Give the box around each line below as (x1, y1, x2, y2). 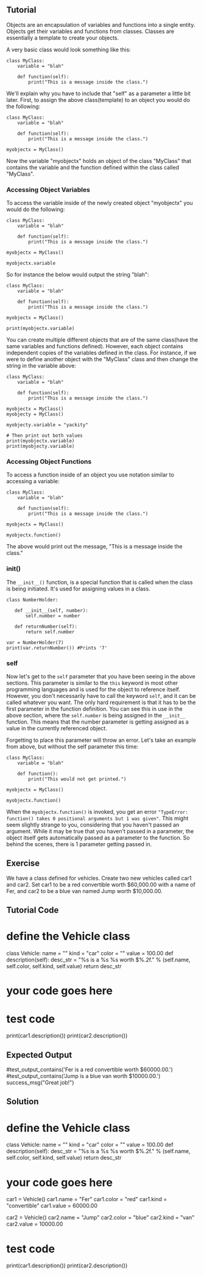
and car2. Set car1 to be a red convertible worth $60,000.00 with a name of (6, 881, 196, 888)
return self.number (25, 628, 75, 635)
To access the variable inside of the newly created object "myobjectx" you (6, 199, 193, 207)
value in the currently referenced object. (6, 725, 108, 731)
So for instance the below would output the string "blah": (6, 271, 149, 278)
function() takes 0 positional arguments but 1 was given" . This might (6, 814, 189, 822)
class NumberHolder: (6, 597, 59, 603)
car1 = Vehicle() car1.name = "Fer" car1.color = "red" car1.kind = (6, 1196, 167, 1203)
